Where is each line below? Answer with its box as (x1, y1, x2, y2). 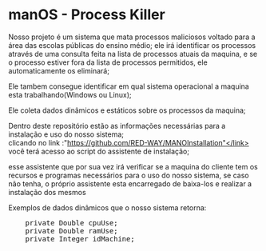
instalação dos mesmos (8, 187, 86, 197)
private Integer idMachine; (25, 234, 135, 243)
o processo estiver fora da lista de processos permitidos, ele (8, 58, 208, 67)
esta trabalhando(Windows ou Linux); (8, 90, 132, 99)
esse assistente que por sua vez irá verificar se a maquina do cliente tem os (8, 161, 258, 171)
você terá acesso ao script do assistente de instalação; (8, 146, 190, 156)
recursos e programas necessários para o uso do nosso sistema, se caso (8, 170, 249, 180)
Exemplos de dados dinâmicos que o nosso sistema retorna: (8, 202, 207, 213)
